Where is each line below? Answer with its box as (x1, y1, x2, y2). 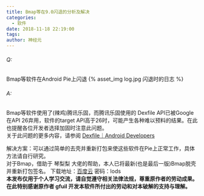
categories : (6, 15, 36, 21)
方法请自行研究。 (6, 152, 49, 160)
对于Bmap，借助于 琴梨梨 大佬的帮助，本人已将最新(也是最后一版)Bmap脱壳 (6, 160, 196, 167)
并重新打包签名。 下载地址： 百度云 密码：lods (6, 167, 121, 175)
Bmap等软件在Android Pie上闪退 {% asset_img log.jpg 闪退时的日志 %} (6, 75, 184, 83)
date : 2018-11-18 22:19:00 (6, 25, 75, 32)
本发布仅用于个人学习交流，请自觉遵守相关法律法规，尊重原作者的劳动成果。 (6, 175, 198, 183)
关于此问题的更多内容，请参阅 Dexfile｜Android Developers (6, 132, 155, 140)
